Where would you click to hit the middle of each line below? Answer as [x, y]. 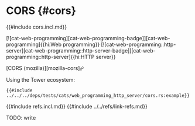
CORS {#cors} [41, 11]
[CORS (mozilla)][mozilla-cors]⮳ [45, 68]
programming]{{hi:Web [34, 44]
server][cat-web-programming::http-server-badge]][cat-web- [81, 50]
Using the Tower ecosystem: [40, 79]
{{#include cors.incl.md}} [37, 27]
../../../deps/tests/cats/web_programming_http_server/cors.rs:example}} [98, 95]
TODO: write [21, 117]
